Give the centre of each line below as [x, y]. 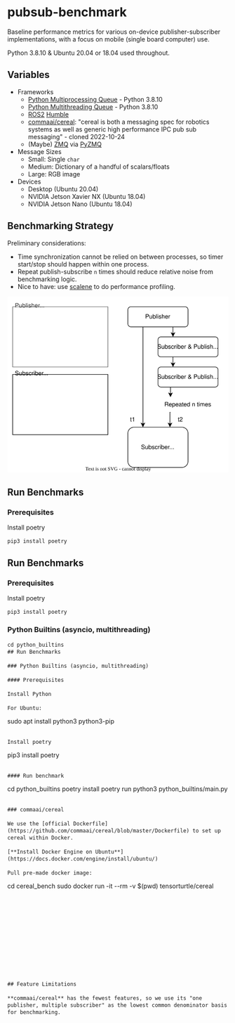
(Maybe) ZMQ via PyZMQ [65, 144]
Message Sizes [39, 151]
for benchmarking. [34, 1012]
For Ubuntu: [25, 708]
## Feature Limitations [42, 984]
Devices [29, 181]
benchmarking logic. [47, 279]
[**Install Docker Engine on [50, 852]
